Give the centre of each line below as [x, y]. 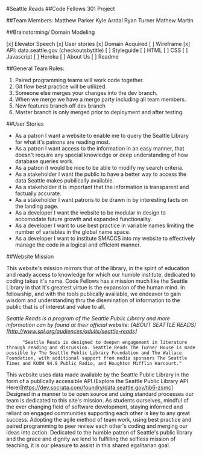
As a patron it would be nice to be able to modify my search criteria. [99, 168]
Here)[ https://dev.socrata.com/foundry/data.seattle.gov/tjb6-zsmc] [90, 387]
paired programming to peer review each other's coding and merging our [97, 426]
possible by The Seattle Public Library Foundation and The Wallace [94, 353]
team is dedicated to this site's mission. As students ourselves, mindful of [97, 400]
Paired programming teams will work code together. [79, 80]
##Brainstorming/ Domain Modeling [51, 32]
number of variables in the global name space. [73, 232]
